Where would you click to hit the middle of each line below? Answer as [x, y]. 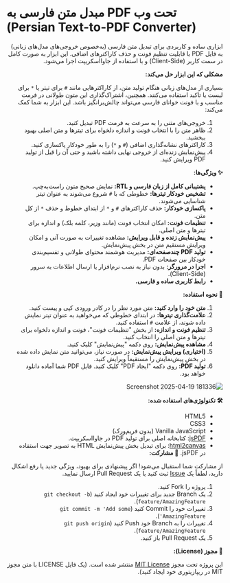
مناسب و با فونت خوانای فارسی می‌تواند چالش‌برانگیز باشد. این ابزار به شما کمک [120, 102]
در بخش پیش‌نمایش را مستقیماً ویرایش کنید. [150, 358]
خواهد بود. [193, 373]
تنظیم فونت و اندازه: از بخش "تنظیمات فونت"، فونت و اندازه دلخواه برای [113, 329]
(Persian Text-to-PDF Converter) [102, 27]
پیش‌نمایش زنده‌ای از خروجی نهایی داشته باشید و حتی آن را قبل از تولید [116, 152]
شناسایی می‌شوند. [182, 201]
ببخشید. [196, 137]
